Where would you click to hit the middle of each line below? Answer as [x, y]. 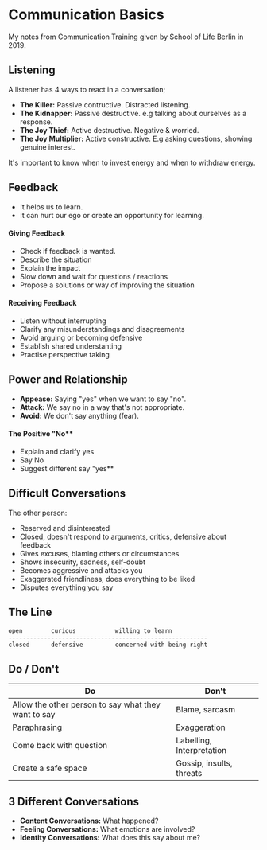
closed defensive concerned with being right [108, 645]
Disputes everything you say [66, 587]
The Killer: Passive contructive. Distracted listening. [105, 104]
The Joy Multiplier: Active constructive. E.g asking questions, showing [136, 138]
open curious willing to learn [90, 630]
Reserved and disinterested [65, 528]
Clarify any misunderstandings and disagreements [102, 329]
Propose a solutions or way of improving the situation [107, 285]
